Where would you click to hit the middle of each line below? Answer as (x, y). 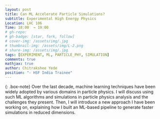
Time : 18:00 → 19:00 (27, 28)
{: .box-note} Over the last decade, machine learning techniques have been (80, 86)
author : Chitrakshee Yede (31, 68)
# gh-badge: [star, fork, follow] (40, 37)
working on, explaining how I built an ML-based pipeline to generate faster (79, 107)
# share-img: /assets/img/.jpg (37, 50)
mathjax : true (19, 64)
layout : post (18, 9)
